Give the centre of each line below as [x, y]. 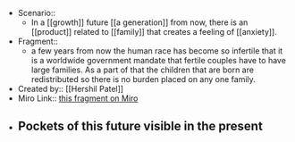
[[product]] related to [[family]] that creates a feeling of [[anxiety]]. [154, 32]
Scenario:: [37, 13]
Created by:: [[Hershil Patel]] [70, 89]
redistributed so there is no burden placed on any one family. [143, 79]
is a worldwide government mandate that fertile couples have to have [158, 60]
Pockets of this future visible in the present [140, 126]
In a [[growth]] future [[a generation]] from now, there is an [139, 22]
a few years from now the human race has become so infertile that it [157, 51]
